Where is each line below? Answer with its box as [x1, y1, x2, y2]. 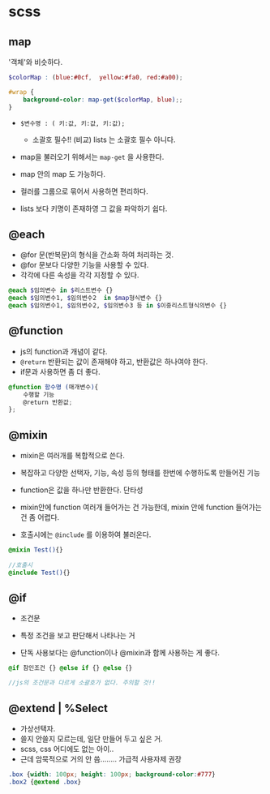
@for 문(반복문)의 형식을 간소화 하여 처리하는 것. [19, 250, 174, 260]
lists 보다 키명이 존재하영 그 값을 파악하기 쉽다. [19, 204, 168, 213]
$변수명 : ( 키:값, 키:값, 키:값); [19, 119, 126, 127]
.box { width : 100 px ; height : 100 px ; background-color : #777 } [8, 770, 216, 779]
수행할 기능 [23, 390, 55, 399]
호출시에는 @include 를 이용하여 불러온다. [19, 530, 152, 539]
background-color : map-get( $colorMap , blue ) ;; [23, 96, 183, 104]
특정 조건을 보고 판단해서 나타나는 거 [19, 631, 135, 641]
